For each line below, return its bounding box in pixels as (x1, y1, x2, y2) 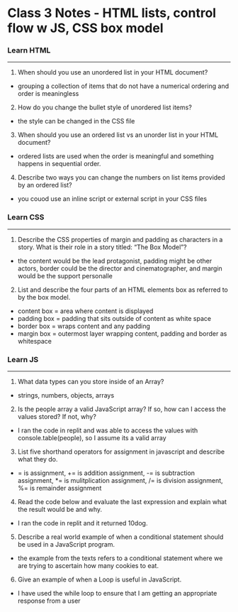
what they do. (17, 455, 58, 464)
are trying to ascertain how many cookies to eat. (17, 562, 159, 570)
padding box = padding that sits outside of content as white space (17, 314, 211, 322)
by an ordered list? (17, 181, 72, 190)
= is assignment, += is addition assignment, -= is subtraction (17, 469, 195, 477)
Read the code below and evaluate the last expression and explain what (17, 498, 227, 506)
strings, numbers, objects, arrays (17, 391, 115, 400)
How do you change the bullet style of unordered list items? (17, 103, 193, 111)
